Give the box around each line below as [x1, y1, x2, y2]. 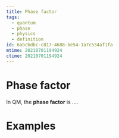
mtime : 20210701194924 [6, 48, 62, 54]
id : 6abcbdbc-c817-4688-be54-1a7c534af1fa [6, 42, 113, 48]
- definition [11, 36, 44, 42]
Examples [6, 119, 56, 133]
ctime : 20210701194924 [6, 53, 62, 59]
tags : [6, 14, 20, 20]
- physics [11, 31, 36, 37]
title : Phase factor [6, 8, 58, 15]
